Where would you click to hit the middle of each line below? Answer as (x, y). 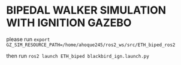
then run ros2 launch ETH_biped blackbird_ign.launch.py (78, 56)
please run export (28, 39)
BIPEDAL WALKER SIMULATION (86, 10)
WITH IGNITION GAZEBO (69, 23)
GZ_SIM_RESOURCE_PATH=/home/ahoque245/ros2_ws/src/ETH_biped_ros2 (91, 45)
